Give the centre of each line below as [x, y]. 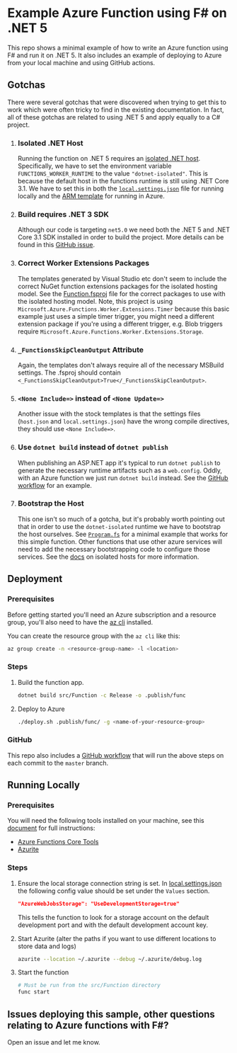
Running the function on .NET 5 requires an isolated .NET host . [109, 159]
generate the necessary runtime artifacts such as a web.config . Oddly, [120, 470]
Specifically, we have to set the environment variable [94, 166]
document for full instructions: [51, 828]
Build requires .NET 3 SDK [63, 214]
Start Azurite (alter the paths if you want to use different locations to [117, 938]
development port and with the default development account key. [113, 925]
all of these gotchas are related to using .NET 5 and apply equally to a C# [114, 117]
